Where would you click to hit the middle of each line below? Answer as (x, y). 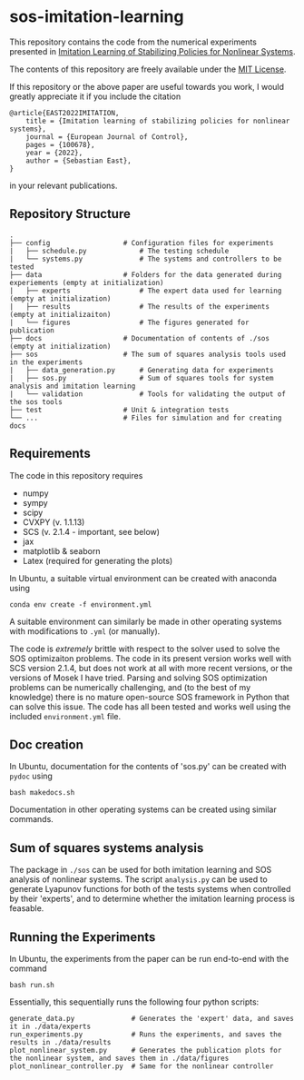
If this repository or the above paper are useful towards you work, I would (147, 86)
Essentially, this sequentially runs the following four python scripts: (134, 1002)
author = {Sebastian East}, (78, 161)
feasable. (27, 908)
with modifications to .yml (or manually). (85, 631)
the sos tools (36, 401)
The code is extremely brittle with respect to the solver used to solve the (145, 649)
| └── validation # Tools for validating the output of (147, 394)
